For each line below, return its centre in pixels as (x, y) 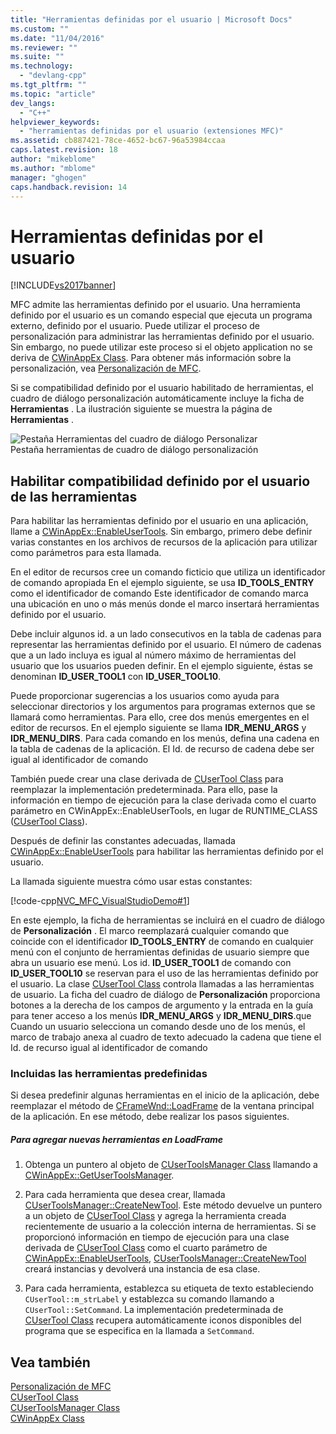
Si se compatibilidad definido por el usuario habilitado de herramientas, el (162, 388)
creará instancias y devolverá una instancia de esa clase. (142, 1269)
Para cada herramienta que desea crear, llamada (125, 1195)
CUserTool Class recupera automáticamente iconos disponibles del (163, 1320)
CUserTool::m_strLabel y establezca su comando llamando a (149, 1299)
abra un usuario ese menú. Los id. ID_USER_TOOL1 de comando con (151, 963)
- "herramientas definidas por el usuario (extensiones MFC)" (151, 131)
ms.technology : (42, 66)
